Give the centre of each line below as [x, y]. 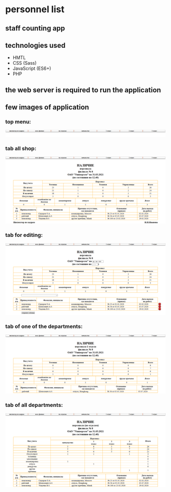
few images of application [47, 107]
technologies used [35, 45]
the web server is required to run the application [83, 90]
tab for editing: [24, 235]
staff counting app [35, 28]
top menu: [18, 122]
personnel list [35, 9]
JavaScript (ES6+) [32, 69]
